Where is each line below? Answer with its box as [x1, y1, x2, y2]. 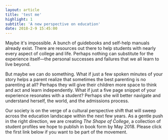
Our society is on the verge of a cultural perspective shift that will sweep [5, 108, 156, 114]
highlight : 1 [5, 17, 33, 22]
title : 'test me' [5, 12, 42, 17]
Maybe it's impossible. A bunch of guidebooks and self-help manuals [5, 40, 150, 46]
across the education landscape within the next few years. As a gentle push [5, 113, 163, 119]
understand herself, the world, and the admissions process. [5, 98, 130, 104]
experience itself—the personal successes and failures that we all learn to [5, 56, 159, 62]
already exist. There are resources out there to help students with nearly [5, 45, 156, 51]
